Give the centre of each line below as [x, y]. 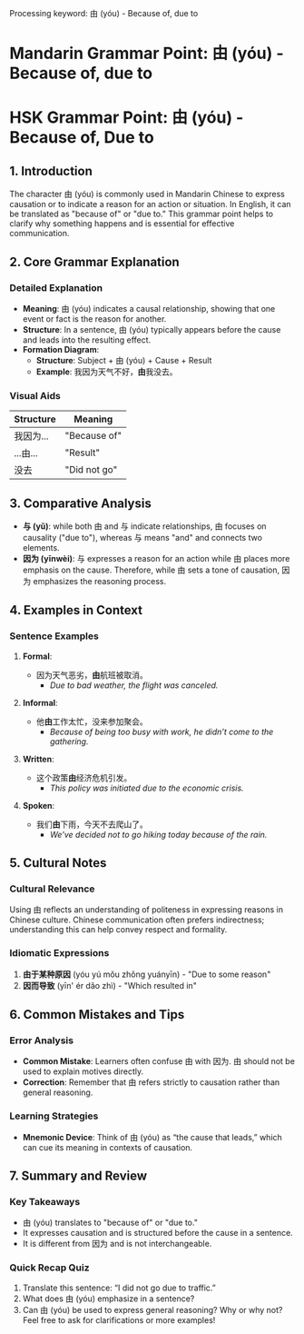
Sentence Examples [54, 636]
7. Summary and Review [78, 1176]
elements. [41, 547]
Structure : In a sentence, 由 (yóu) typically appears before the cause [152, 329]
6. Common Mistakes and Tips [97, 1015]
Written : [38, 759]
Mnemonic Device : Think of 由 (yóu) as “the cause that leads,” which [152, 1137]
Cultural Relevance [52, 889]
